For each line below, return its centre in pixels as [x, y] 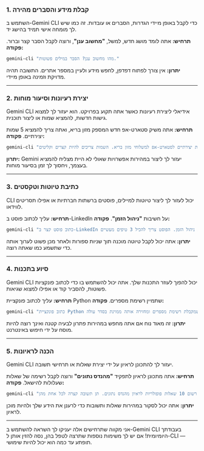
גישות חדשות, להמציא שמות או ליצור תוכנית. [57, 118]
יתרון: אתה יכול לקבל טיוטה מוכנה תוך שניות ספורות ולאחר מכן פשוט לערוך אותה [98, 241]
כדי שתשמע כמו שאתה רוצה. [39, 247]
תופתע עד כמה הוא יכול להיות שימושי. [49, 442]
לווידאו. [15, 207]
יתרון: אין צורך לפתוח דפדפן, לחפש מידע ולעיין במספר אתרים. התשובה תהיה [93, 71]
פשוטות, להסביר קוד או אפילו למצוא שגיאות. [56, 289]
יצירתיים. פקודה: [25, 136]
